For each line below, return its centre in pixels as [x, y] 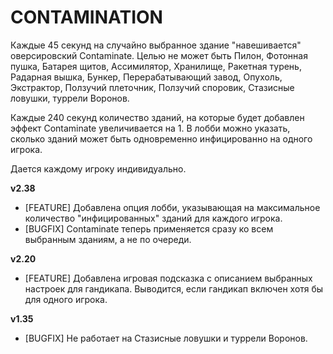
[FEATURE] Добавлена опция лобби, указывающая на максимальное [172, 207]
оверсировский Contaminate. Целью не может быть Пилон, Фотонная [159, 55]
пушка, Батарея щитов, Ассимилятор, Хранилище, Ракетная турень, [156, 66]
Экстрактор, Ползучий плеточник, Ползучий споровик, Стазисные [152, 87]
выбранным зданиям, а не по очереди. [108, 239]
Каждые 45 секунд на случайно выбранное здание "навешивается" [156, 45]
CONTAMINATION [86, 17]
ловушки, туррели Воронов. [70, 98]
